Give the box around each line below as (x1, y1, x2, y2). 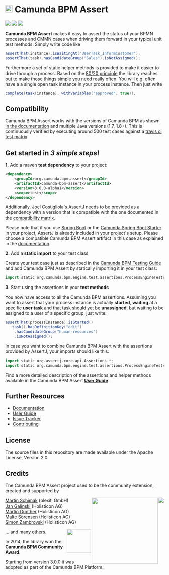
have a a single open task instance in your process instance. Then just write (5, 81, 162, 87)
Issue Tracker (12, 416, 41, 422)
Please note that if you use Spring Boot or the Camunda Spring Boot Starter (5, 225, 162, 231)
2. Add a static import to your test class (5, 250, 89, 256)
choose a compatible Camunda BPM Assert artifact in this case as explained (5, 235, 163, 241)
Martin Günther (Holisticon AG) (5, 509, 69, 514)
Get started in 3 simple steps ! (5, 149, 100, 157)
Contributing (12, 421, 39, 427)
